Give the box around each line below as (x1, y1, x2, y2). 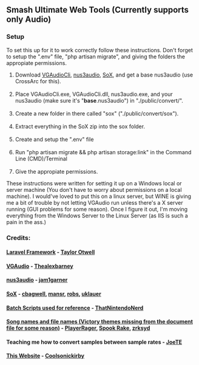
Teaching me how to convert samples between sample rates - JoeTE (6, 338, 183, 346)
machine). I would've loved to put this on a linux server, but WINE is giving (6, 193, 192, 200)
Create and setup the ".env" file (15, 135, 94, 143)
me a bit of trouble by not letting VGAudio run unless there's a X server (6, 199, 183, 206)
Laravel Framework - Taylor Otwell (6, 248, 95, 256)
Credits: (6, 233, 31, 242)
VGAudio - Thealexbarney (6, 262, 74, 270)
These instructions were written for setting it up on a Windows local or (6, 179, 182, 187)
